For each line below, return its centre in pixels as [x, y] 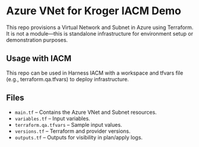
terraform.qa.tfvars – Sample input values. [68, 124]
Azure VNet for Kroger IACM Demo [94, 11]
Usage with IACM [39, 58]
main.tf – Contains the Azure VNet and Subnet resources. [86, 112]
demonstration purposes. [37, 40]
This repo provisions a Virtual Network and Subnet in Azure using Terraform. [100, 27]
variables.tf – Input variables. [52, 118]
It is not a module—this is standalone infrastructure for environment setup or [100, 33]
